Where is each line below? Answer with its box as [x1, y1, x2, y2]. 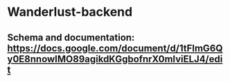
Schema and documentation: [7, 32, 135, 43]
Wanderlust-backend [7, 4, 133, 20]
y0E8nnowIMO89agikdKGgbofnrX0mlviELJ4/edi [7, 53, 223, 65]
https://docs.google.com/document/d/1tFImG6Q [7, 42, 223, 54]
